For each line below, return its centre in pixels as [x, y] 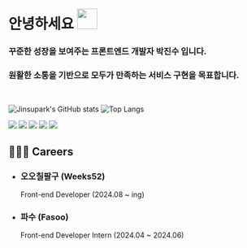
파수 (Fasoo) [44, 217]
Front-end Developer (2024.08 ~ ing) [82, 194]
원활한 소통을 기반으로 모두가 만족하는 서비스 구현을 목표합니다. [124, 76]
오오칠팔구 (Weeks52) [63, 176]
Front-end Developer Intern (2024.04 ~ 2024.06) [102, 235]
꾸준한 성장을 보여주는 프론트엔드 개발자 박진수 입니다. [108, 51]
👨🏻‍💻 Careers [41, 152]
